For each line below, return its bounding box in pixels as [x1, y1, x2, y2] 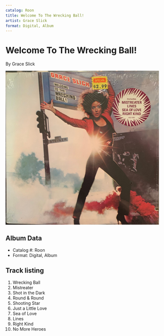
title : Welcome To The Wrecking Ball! [5, 13, 84, 18]
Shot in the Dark [12, 290, 45, 296]
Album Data [5, 234, 42, 242]
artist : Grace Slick [5, 18, 48, 23]
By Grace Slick [5, 61, 36, 67]
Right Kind [12, 321, 34, 327]
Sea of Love [12, 310, 37, 316]
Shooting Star [12, 300, 40, 306]
